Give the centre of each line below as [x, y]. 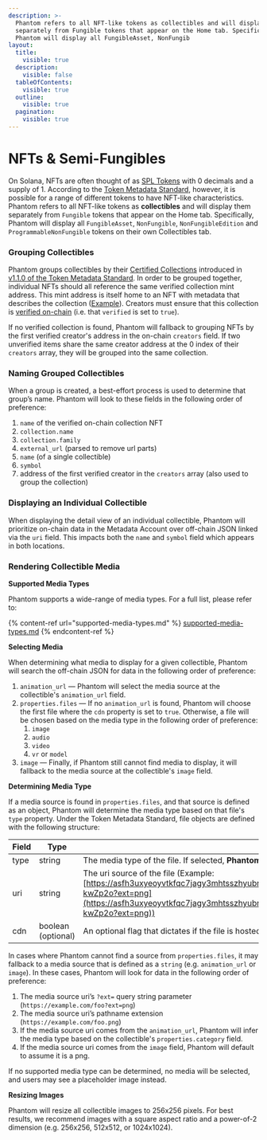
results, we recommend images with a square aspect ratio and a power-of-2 [133, 1119]
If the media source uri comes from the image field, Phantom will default [137, 1047]
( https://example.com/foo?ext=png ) [77, 1005]
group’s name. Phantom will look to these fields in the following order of [126, 399]
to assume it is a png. [54, 1056]
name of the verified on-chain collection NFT [91, 423]
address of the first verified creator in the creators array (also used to [134, 474]
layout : [21, 45]
